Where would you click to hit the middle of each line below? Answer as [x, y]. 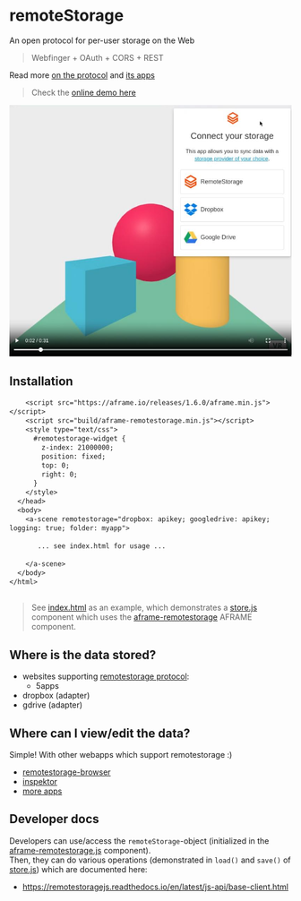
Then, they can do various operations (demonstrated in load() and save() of [150, 860]
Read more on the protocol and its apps [82, 75]
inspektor [40, 782]
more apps [42, 791]
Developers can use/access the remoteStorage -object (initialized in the [139, 841]
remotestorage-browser [66, 772]
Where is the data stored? [83, 655]
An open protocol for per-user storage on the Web [102, 40]
